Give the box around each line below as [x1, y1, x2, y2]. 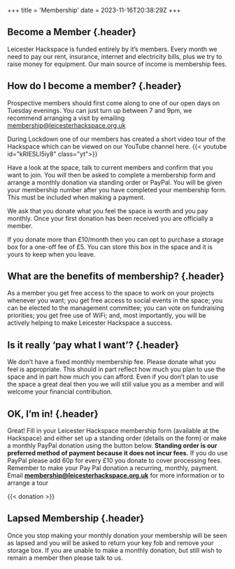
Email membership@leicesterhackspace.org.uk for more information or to [7, 471, 225, 480]
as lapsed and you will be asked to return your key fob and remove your [7, 538, 214, 547]
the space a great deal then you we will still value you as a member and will [7, 380, 225, 389]
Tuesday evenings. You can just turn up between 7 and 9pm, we [7, 106, 192, 114]
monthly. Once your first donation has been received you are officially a [7, 214, 213, 222]
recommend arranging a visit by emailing [7, 114, 125, 122]
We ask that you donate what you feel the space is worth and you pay [7, 206, 208, 215]
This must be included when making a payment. [7, 193, 145, 201]
